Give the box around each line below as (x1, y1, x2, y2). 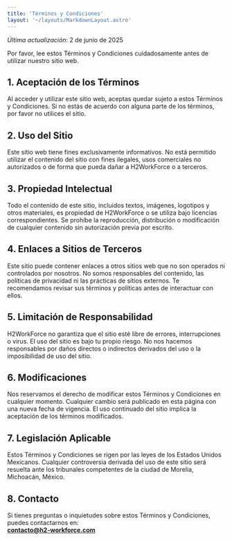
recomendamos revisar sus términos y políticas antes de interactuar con (7, 283, 213, 292)
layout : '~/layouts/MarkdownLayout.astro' (7, 17, 132, 24)
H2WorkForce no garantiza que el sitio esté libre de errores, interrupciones (7, 330, 221, 338)
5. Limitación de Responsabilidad (7, 311, 153, 323)
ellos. (7, 291, 23, 299)
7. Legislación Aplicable (7, 432, 111, 444)
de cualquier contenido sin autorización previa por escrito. (7, 223, 174, 231)
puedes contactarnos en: (7, 519, 79, 526)
